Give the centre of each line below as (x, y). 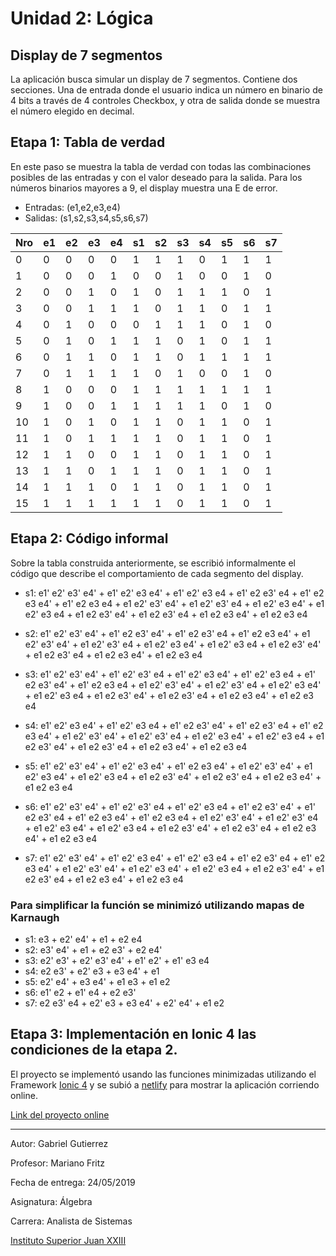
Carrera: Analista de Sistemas (71, 1221)
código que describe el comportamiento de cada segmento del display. (157, 573)
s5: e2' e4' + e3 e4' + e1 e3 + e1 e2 (97, 981)
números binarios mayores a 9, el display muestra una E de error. (144, 188)
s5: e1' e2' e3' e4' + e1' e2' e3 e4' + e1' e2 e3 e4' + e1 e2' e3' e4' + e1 (168, 766)
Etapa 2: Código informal (89, 538)
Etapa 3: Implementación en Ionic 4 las (133, 1034)
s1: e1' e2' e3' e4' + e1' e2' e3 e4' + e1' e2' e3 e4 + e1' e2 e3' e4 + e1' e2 (174, 593)
